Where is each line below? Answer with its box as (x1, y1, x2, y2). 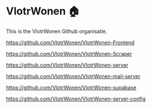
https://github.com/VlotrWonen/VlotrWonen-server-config (6, 95, 146, 102)
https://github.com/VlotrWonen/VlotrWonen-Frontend (6, 39, 135, 46)
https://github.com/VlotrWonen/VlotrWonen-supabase (6, 84, 137, 91)
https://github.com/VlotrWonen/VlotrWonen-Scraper (6, 50, 132, 57)
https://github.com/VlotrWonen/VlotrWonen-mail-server (6, 73, 141, 80)
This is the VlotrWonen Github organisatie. (6, 27, 108, 35)
